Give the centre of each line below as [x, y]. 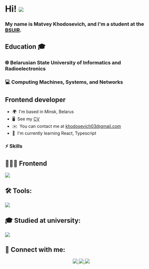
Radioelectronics [25, 69]
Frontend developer [36, 100]
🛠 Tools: [19, 191]
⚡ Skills [14, 146]
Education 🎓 [25, 46]
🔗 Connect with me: [35, 249]
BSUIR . [13, 30]
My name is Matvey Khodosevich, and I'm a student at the [74, 24]
